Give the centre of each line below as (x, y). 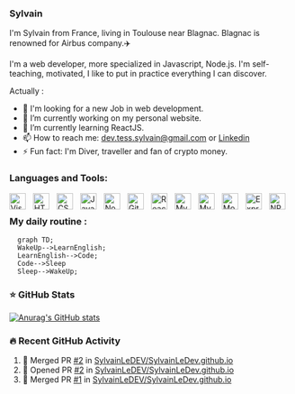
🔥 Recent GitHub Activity (65, 341)
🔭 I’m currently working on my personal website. (112, 118)
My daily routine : (48, 221)
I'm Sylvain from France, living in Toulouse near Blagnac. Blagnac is (135, 33)
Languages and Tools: (58, 179)
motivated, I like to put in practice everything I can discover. (156, 74)
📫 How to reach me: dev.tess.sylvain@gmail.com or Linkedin (136, 138)
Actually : (27, 91)
